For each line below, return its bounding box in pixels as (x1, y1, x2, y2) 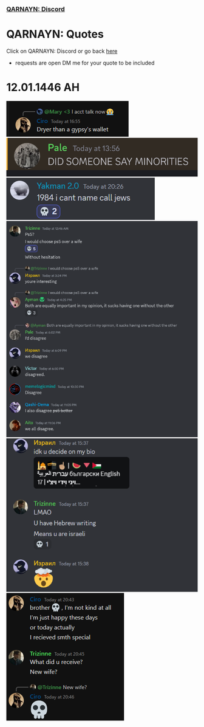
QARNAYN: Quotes (6, 27, 104, 41)
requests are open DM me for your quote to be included (15, 59, 155, 66)
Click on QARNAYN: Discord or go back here (6, 47, 118, 55)
